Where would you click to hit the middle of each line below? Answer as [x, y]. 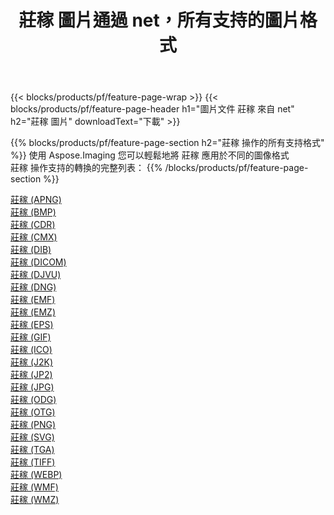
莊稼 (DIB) [31, 250]
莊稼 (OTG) [33, 412]
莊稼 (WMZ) [35, 500]
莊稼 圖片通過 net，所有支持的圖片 [159, 20]
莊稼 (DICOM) [38, 262]
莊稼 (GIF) [31, 337]
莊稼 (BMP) [33, 212]
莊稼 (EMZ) [33, 312]
